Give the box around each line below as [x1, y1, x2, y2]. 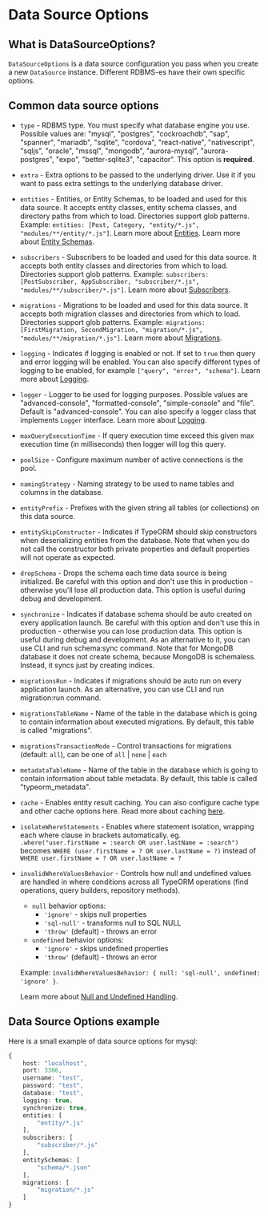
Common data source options [8, 99, 159, 113]
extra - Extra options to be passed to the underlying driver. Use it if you [19, 170, 256, 180]
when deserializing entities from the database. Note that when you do [19, 535, 250, 545]
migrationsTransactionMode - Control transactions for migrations [19, 740, 232, 751]
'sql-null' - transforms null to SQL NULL [43, 918, 182, 927]
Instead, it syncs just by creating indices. [19, 660, 154, 670]
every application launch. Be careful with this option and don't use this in [19, 618, 260, 627]
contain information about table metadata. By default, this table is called [19, 773, 258, 783]
